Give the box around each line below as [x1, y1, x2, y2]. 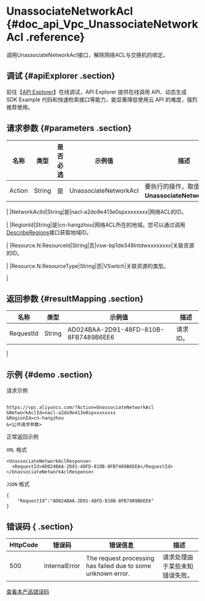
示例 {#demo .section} [6, 370, 93, 380]
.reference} [25, 31, 85, 44]
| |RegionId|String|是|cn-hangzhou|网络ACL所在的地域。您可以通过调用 [6, 221, 185, 228]
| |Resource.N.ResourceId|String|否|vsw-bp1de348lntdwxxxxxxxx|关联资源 [6, 241, 195, 249]
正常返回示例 [6, 433, 38, 440]
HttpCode [9, 541, 38, 549]
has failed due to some [86, 562, 151, 570]
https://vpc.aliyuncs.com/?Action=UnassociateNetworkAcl [6, 404, 154, 410]
